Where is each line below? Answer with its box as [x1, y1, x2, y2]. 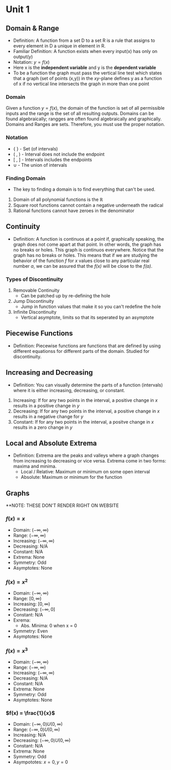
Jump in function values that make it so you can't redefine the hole [20, 303, 161, 310]
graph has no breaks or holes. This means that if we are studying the [13, 252, 158, 258]
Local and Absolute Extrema [6, 439, 97, 448]
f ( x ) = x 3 [6, 646, 28, 654]
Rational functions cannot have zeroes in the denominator [13, 208, 134, 214]
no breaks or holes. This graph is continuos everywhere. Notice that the [13, 246, 164, 253]
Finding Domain [6, 174, 46, 182]
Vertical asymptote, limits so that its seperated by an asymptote [20, 315, 154, 320]
